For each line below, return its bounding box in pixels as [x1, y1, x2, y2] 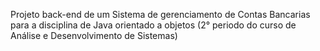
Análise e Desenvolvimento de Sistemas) [10, 30, 178, 41]
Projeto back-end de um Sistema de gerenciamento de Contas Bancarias [10, 9, 311, 20]
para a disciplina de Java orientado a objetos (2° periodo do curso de [10, 19, 297, 31]
